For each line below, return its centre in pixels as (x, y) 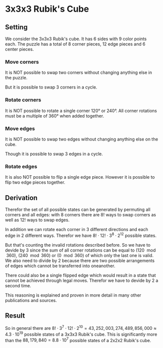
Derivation (21, 197)
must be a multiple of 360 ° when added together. (54, 116)
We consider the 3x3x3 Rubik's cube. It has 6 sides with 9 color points (76, 39)
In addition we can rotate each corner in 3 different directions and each (77, 229)
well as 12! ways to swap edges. (37, 220)
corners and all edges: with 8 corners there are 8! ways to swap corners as (81, 215)
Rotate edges (21, 166)
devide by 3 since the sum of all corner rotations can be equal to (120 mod (81, 250)
